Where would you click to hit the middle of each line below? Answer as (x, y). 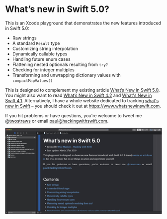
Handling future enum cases (41, 59)
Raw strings (25, 38)
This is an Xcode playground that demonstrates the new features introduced (83, 23)
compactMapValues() (33, 81)
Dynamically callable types (40, 54)
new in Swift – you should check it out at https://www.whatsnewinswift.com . (83, 106)
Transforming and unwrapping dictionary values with (66, 75)
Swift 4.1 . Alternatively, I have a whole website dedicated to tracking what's (82, 100)
